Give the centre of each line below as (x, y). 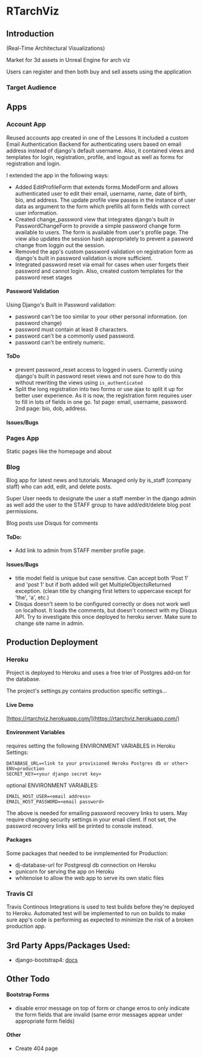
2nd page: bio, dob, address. (51, 409)
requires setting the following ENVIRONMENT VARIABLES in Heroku (91, 746)
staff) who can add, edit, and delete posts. (59, 486)
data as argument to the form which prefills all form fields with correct (102, 206)
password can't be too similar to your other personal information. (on (101, 316)
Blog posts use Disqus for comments (52, 523)
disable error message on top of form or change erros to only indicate (102, 1008)
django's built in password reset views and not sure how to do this (98, 376)
